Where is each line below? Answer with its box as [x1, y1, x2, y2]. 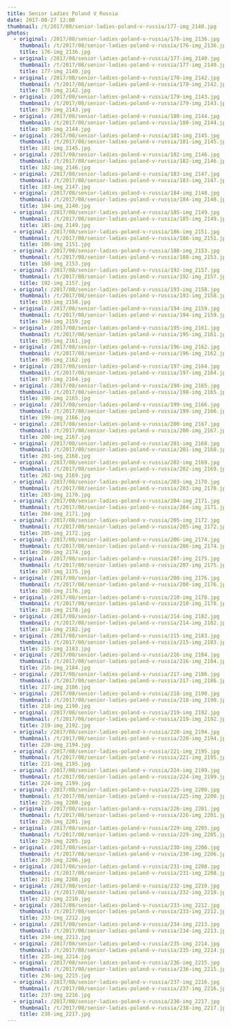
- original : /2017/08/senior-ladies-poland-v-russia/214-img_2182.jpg [13, 613, 220, 620]
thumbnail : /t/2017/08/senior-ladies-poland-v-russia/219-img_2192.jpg [19, 715, 229, 723]
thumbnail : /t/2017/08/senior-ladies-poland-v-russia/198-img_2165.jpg [19, 388, 229, 395]
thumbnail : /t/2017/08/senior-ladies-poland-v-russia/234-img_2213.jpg [19, 927, 229, 934]
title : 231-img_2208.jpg [19, 876, 91, 883]
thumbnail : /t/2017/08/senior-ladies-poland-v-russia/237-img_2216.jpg [19, 985, 229, 992]
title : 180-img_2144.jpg [19, 126, 91, 132]
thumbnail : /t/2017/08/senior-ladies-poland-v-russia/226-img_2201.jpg [19, 812, 229, 819]
